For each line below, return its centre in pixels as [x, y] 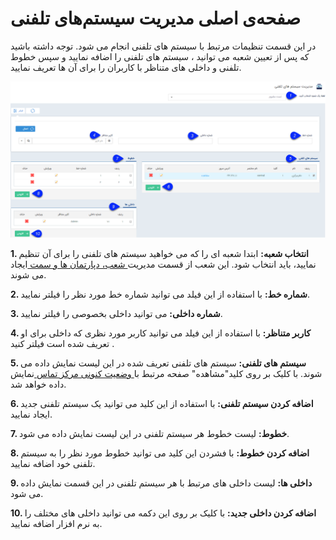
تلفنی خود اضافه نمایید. [53, 463]
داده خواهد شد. [38, 384]
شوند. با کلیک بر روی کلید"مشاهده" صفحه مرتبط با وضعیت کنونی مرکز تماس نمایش [166, 373]
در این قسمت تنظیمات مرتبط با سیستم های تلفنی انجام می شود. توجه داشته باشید [163, 46]
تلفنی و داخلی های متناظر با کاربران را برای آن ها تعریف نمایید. [126, 67]
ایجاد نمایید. [31, 414]
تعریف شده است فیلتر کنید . [62, 343]
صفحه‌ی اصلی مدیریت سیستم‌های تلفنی [156, 18]
